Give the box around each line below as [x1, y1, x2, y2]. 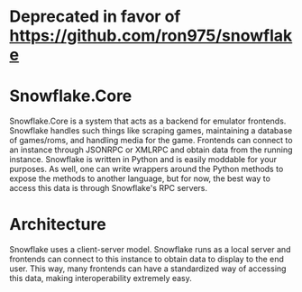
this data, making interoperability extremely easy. [9, 273, 192, 284]
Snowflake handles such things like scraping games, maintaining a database [9, 125, 293, 136]
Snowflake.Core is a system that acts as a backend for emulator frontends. [9, 115, 287, 127]
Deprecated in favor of [9, 6, 181, 27]
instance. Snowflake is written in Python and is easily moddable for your [9, 154, 278, 165]
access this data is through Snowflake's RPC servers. [9, 183, 208, 194]
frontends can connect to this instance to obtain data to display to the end [9, 254, 284, 265]
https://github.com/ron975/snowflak [9, 25, 293, 46]
